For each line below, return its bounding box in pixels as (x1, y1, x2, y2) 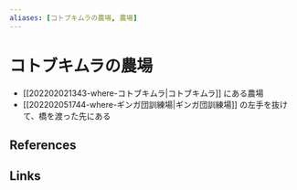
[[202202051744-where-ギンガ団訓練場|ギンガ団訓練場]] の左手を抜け (22, 99, 288, 110)
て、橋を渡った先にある (22, 111, 111, 121)
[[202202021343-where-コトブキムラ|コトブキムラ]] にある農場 (22, 88, 264, 99)
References (9, 137, 77, 153)
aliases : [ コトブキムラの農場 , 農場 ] (9, 13, 138, 23)
